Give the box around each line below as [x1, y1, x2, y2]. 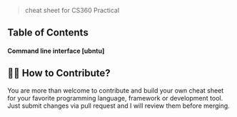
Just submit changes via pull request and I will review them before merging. [7, 101, 230, 110]
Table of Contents [7, 26, 89, 39]
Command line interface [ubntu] [7, 46, 105, 55]
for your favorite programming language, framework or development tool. [7, 93, 223, 102]
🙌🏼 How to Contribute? [7, 67, 111, 79]
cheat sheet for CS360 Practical [24, 6, 120, 14]
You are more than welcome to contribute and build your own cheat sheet [7, 86, 224, 95]
